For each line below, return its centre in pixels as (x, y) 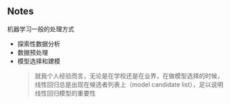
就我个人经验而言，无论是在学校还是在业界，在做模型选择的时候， (129, 76)
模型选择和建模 (39, 61)
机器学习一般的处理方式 (41, 29)
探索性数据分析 (39, 44)
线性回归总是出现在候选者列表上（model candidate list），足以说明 (129, 84)
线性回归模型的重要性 (65, 93)
